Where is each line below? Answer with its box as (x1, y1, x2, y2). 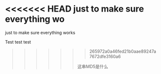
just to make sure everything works (5, 30, 76, 35)
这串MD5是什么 (77, 63, 108, 69)
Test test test (5, 39, 32, 44)
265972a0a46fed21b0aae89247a (89, 48, 157, 54)
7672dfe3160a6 (89, 53, 121, 59)
